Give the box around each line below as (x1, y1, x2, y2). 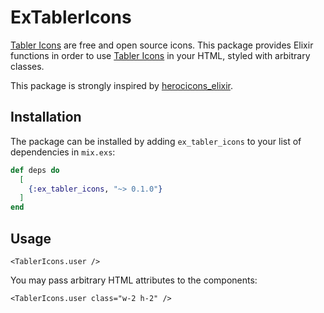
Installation (10, 109, 82, 126)
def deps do (10, 165, 60, 175)
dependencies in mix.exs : (10, 146, 116, 158)
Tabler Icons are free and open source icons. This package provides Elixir (10, 39, 314, 51)
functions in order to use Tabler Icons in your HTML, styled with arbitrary (10, 49, 311, 61)
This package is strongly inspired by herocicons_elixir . (10, 79, 234, 91)
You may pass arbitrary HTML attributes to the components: (10, 274, 258, 286)
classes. (10, 60, 45, 72)
